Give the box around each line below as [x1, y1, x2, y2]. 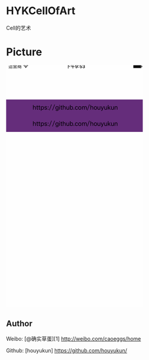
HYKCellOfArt [6, 4, 75, 18]
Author [6, 319, 32, 329]
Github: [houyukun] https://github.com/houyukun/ [6, 346, 128, 354]
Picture [6, 45, 42, 59]
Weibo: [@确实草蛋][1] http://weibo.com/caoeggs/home [6, 335, 141, 342]
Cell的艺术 [6, 24, 31, 31]
